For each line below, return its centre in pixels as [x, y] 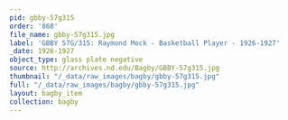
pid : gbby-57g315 [42, 18]
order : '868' [34, 26]
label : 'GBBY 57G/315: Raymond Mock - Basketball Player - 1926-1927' [145, 43]
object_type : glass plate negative [76, 60]
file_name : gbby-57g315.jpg [62, 34]
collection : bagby [44, 102]
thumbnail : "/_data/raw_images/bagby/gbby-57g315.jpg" [115, 77]
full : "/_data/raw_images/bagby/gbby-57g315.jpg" [105, 85]
